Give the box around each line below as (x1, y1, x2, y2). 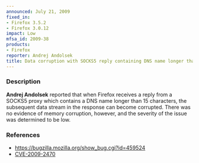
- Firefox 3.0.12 (6, 25, 49, 31)
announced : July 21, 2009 (6, 8, 70, 15)
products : (6, 42, 31, 48)
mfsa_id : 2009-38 (6, 36, 49, 42)
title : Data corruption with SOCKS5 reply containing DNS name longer (6, 58, 184, 64)
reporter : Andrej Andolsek (6, 53, 73, 58)
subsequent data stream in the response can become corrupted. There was (6, 103, 191, 110)
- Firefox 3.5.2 (6, 19, 46, 25)
